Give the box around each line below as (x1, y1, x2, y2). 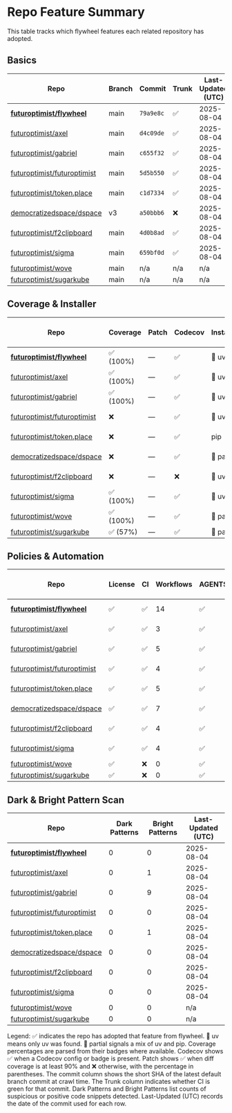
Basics (7, 55, 37, 66)
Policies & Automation (7, 550, 104, 562)
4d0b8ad (139, 229, 164, 236)
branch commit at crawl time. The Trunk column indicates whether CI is (7, 1078, 211, 1086)
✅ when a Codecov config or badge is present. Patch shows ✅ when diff (7, 1054, 214, 1063)
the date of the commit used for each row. (7, 1099, 126, 1108)
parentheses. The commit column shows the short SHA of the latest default (7, 1070, 222, 1078)
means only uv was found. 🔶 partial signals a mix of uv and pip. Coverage (7, 1040, 216, 1048)
